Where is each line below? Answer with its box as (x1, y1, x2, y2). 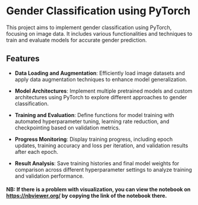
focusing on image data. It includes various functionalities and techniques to (6, 30, 193, 37)
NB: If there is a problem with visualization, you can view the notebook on (6, 186, 191, 193)
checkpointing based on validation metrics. (14, 124, 120, 131)
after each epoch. (14, 148, 58, 155)
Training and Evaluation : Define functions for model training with (14, 111, 175, 118)
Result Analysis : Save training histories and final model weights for (14, 159, 180, 167)
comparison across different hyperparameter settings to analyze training (14, 166, 193, 173)
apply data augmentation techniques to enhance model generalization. (14, 75, 188, 83)
